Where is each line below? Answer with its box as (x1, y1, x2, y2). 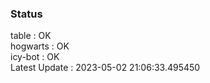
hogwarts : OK (10, 40, 70, 52)
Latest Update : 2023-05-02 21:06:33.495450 (10, 62, 201, 74)
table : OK (10, 30, 52, 42)
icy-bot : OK (10, 51, 60, 63)
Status (10, 7, 43, 21)
